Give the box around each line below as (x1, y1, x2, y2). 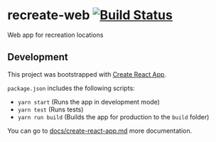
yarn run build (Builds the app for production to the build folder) (17, 112, 210, 121)
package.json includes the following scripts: (7, 84, 135, 92)
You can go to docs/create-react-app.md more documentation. (7, 126, 193, 135)
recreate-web (7, 7, 90, 23)
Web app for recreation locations (7, 31, 104, 39)
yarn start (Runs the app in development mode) (17, 97, 160, 106)
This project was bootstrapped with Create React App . (7, 70, 167, 78)
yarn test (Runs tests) (17, 105, 84, 114)
